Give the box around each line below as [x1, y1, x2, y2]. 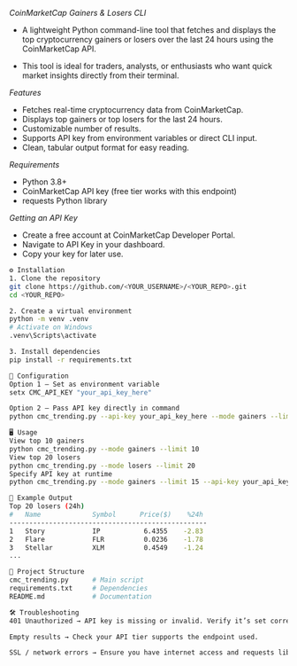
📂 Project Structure [9, 568, 86, 576]
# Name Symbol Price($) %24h [9, 510, 203, 519]
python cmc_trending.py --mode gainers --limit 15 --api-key [9, 478, 240, 487]
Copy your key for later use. [21, 248, 124, 259]
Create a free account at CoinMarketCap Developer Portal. [21, 230, 236, 240]
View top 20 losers [9, 452, 81, 462]
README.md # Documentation [9, 592, 152, 601]
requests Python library [21, 195, 108, 206]
